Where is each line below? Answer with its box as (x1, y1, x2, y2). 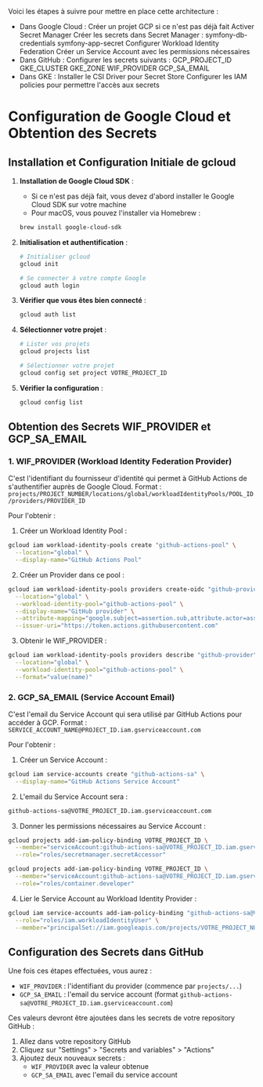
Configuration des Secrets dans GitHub (8, 945, 204, 958)
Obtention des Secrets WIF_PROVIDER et (8, 420, 211, 434)
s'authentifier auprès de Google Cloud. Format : (8, 482, 162, 491)
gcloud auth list (19, 311, 77, 319)
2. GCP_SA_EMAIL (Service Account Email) (8, 691, 175, 702)
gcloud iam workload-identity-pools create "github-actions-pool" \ (8, 542, 236, 549)
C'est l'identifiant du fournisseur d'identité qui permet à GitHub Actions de (8, 474, 248, 483)
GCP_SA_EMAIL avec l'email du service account (31, 1071, 178, 1080)
